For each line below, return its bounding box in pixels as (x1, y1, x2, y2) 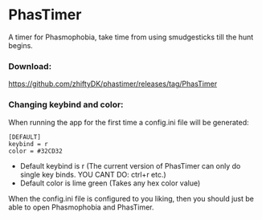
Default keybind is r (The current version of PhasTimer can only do (19, 161, 241, 170)
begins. (8, 40, 34, 50)
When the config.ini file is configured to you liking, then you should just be (8, 194, 255, 203)
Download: (8, 60, 52, 71)
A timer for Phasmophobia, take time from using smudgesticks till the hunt (8, 32, 254, 42)
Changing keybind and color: (8, 99, 124, 110)
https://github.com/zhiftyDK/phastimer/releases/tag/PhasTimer (8, 79, 218, 89)
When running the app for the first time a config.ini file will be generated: (8, 117, 249, 127)
